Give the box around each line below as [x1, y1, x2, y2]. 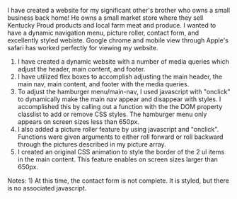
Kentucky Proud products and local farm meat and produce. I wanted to [7, 21, 216, 29]
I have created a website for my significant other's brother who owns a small [7, 6, 231, 14]
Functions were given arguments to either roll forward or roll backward [17, 132, 224, 141]
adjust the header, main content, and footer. [17, 65, 146, 73]
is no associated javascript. [7, 184, 87, 192]
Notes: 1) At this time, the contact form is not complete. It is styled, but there [7, 176, 230, 185]
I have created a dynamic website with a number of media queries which [17, 57, 230, 66]
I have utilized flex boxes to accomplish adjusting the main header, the [17, 72, 223, 81]
